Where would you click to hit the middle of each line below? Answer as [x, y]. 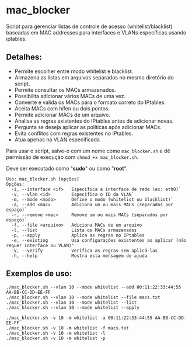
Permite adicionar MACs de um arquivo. [62, 114]
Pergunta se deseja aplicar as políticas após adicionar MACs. [88, 127]
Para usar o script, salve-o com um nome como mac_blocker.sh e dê [88, 151]
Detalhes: [24, 57]
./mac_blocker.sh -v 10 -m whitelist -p [56, 338]
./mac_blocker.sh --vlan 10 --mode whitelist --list [71, 302]
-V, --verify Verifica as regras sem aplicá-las [85, 251]
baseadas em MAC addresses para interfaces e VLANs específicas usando [96, 32]
